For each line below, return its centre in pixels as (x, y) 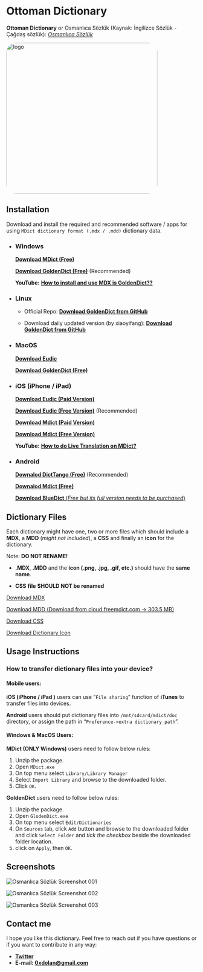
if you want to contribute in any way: (52, 945)
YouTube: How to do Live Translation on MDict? (76, 446)
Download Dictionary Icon (38, 633)
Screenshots (31, 867)
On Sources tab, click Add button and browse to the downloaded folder (102, 828)
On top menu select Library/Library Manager (71, 773)
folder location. (34, 842)
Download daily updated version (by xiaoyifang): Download (98, 323)
